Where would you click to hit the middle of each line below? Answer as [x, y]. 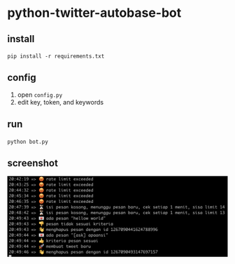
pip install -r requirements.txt [56, 56]
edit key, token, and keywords [60, 102]
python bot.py [28, 142]
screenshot [33, 163]
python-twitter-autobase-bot [94, 13]
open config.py [40, 94]
